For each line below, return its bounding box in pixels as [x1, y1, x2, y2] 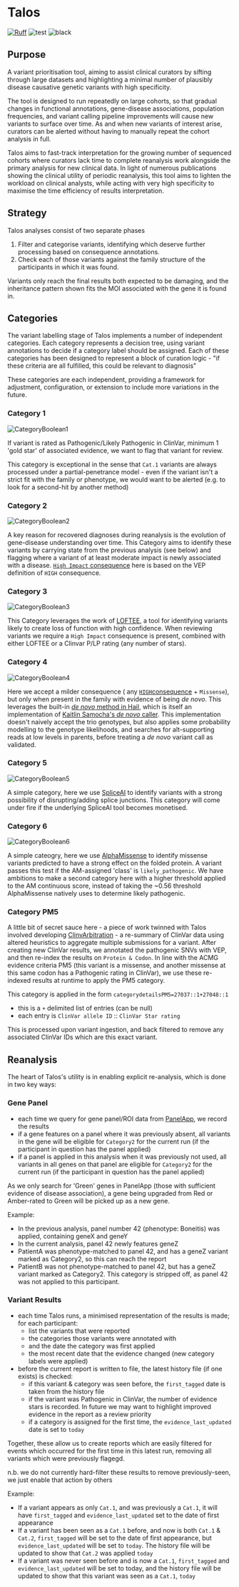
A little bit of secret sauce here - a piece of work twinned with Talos [7, 923, 207, 932]
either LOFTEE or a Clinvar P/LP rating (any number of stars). [7, 639, 187, 648]
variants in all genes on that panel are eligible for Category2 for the [17, 1160, 213, 1168]
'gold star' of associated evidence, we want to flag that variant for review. [7, 446, 223, 454]
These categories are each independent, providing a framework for [7, 376, 205, 384]
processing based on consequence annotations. [17, 247, 161, 256]
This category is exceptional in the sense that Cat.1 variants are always [7, 460, 218, 469]
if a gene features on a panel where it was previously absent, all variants [17, 1129, 230, 1138]
